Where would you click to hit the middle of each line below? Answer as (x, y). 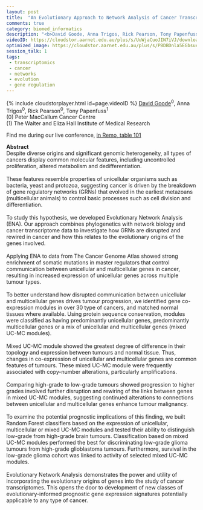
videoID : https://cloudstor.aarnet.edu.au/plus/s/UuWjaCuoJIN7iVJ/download (104, 40)
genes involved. (26, 243)
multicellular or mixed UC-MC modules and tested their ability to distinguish (101, 430)
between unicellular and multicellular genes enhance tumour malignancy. (97, 404)
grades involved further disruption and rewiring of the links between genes (99, 391)
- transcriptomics (32, 62)
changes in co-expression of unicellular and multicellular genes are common (101, 359)
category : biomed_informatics (44, 29)
